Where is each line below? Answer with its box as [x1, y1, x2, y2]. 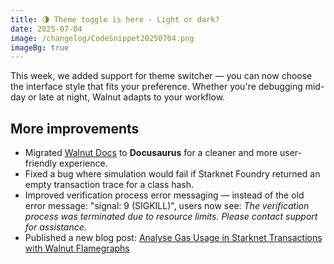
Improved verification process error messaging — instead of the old [24, 189, 305, 201]
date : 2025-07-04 [10, 24, 83, 34]
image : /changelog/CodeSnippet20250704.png [10, 33, 195, 43]
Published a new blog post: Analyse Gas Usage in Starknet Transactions [24, 232, 323, 244]
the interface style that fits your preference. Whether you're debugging [10, 81, 303, 93]
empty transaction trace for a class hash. [24, 179, 195, 191]
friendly [24, 157, 58, 170]
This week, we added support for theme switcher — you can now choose [10, 70, 313, 82]
